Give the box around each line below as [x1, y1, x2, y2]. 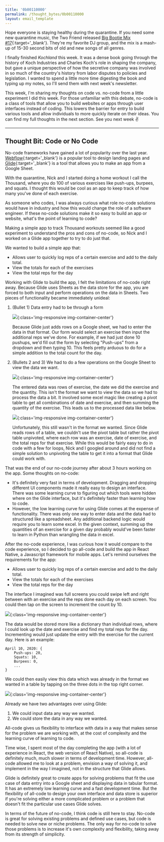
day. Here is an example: [5, 637, 55, 643]
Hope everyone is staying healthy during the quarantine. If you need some [5, 30, 155, 36]
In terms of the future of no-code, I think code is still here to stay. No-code [5, 811, 155, 817]
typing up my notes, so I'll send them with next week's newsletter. [5, 81, 138, 86]
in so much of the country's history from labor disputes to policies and [5, 70, 146, 76]
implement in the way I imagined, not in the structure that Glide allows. [5, 766, 146, 772]
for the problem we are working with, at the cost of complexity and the [5, 730, 147, 736]
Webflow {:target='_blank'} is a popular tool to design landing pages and [5, 155, 150, 161]
